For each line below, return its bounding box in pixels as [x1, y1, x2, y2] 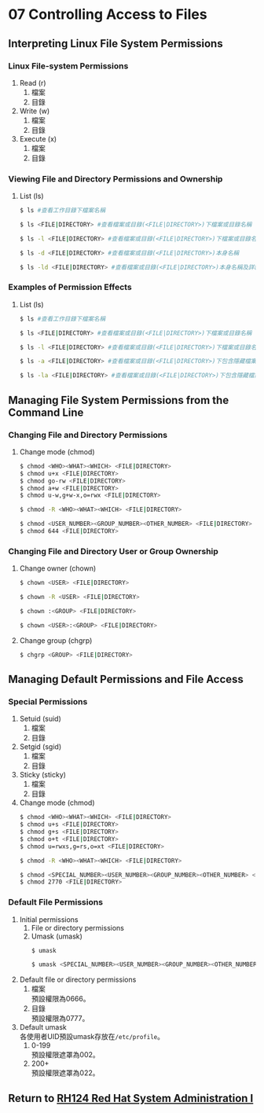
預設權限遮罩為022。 [31, 1068, 100, 1078]
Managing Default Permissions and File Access [8, 672, 244, 685]
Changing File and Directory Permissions [8, 429, 167, 440]
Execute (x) [19, 134, 57, 143]
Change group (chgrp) [19, 635, 93, 645]
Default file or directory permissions [19, 975, 137, 984]
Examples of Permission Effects [8, 281, 132, 292]
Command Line [8, 406, 84, 419]
